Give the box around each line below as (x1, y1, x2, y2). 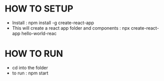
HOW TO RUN (5, 48, 63, 59)
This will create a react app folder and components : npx (12, 25, 130, 31)
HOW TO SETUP (5, 3, 74, 15)
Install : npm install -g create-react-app (12, 20, 94, 26)
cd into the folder (12, 64, 49, 70)
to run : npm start (12, 70, 49, 76)
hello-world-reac (21, 30, 57, 36)
